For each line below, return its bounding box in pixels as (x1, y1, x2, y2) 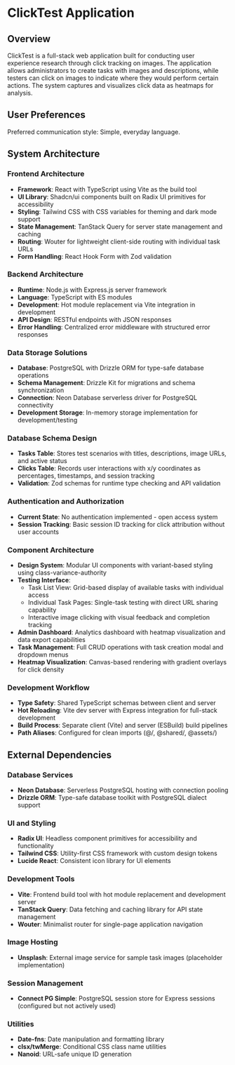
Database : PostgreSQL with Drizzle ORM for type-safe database (17, 363, 205, 373)
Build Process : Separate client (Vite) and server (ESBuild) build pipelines (17, 721, 228, 730)
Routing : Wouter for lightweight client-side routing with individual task (17, 237, 221, 246)
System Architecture (7, 148, 100, 160)
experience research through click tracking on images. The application (7, 59, 212, 67)
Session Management (7, 978, 83, 988)
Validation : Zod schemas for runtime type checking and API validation (17, 479, 221, 488)
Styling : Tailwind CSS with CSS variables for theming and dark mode (17, 207, 217, 215)
